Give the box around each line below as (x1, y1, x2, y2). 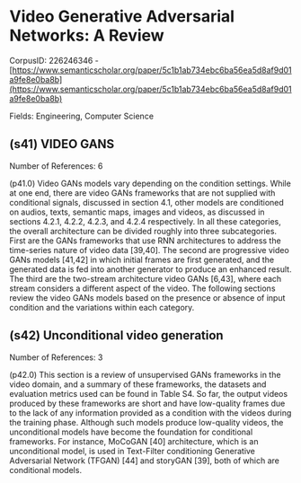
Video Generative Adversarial (9, 6, 235, 27)
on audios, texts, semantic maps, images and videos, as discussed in (9, 206, 265, 217)
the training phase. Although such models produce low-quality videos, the (9, 417, 284, 427)
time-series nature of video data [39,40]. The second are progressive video (9, 244, 289, 255)
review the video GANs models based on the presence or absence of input (9, 292, 286, 303)
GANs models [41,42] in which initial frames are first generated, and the (9, 254, 275, 265)
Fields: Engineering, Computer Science (9, 110, 155, 121)
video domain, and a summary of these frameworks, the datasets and (9, 379, 267, 390)
